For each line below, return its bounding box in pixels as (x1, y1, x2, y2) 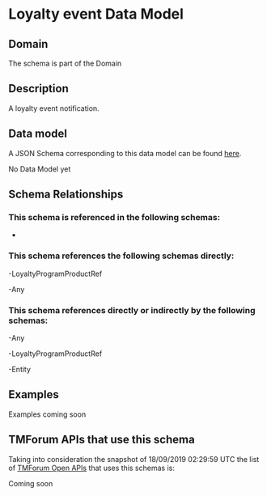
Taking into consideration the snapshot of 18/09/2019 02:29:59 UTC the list (8, 454, 260, 464)
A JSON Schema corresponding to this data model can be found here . (8, 148, 242, 158)
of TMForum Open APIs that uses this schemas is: (8, 463, 176, 473)
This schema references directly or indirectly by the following (8, 304, 256, 316)
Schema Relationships (8, 188, 124, 201)
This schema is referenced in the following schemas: (8, 211, 221, 223)
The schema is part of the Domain (8, 58, 122, 68)
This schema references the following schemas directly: (8, 250, 235, 261)
